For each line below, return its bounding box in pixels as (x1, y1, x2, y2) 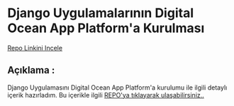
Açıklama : (7, 64, 55, 76)
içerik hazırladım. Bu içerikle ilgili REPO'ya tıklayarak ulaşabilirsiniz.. (7, 90, 204, 99)
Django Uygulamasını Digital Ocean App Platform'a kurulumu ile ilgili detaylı (7, 83, 228, 92)
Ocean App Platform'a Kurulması (7, 20, 205, 36)
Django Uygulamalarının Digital (7, 5, 194, 21)
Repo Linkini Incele (7, 43, 62, 52)
